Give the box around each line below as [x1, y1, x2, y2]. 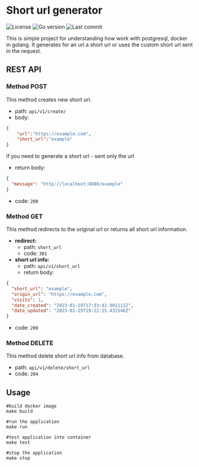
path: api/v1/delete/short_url [14, 364, 90, 371]
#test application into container [6, 434, 92, 440]
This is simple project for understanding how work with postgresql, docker [6, 34, 188, 42]
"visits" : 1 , [11, 296, 44, 303]
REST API [6, 65, 41, 75]
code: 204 [14, 370, 38, 377]
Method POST [6, 83, 47, 91]
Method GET [6, 212, 43, 220]
